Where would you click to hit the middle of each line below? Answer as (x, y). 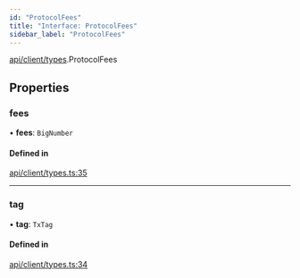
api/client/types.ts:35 (48, 173)
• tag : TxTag (31, 223)
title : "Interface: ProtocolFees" (74, 26)
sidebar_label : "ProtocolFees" (67, 34)
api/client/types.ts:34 (49, 264)
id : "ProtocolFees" (46, 17)
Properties (39, 87)
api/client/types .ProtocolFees (63, 60)
